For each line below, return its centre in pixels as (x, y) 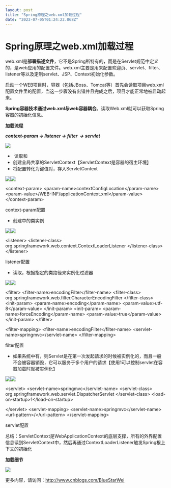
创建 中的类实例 (28, 221)
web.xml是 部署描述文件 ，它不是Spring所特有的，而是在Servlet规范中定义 (82, 61)
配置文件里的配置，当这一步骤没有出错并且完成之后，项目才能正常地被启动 (83, 91)
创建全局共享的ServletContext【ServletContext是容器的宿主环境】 (82, 162)
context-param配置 (25, 210)
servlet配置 (17, 425)
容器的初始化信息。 (25, 115)
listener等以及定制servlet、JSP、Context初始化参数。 (62, 74)
